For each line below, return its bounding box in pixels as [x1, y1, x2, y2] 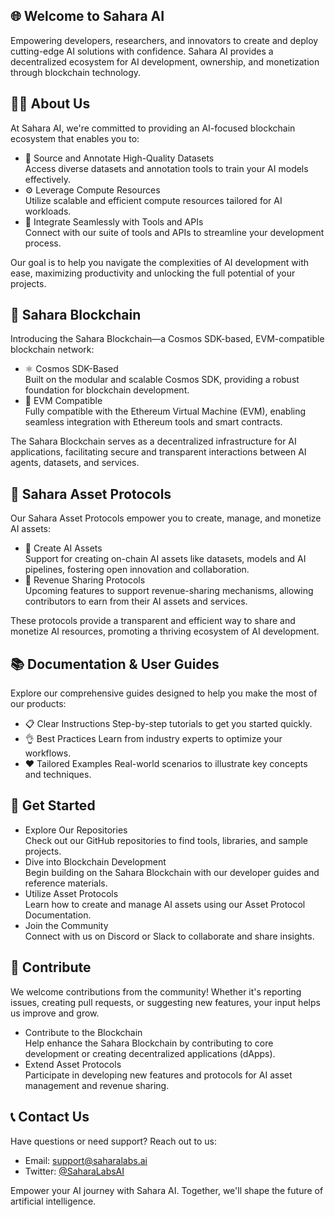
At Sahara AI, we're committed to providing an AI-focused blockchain [10, 122, 296, 134]
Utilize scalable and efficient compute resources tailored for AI [24, 194, 283, 206]
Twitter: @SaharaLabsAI [24, 1165, 125, 1177]
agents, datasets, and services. [10, 457, 140, 469]
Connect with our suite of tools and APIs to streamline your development [24, 226, 325, 238]
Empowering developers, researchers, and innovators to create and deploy [10, 34, 319, 46]
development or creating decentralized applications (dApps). [24, 1047, 276, 1059]
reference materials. [24, 877, 108, 889]
